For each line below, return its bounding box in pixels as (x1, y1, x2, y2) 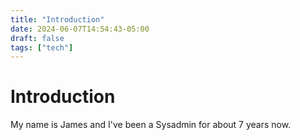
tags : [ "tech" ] (10, 42, 74, 53)
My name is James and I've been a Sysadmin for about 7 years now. (10, 119, 292, 131)
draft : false (10, 33, 65, 43)
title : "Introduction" (10, 14, 105, 25)
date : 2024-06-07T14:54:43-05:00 (10, 24, 150, 34)
